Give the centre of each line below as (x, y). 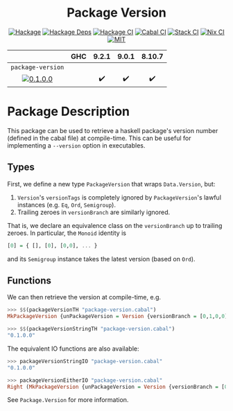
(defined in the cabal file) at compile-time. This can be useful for (99, 138)
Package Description (69, 112)
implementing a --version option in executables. (76, 145)
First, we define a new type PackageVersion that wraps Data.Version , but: (111, 184)
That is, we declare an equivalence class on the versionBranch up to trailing (115, 225)
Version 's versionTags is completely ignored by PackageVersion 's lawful (119, 197)
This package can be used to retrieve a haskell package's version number (113, 130)
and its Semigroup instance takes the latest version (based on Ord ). (101, 259)
